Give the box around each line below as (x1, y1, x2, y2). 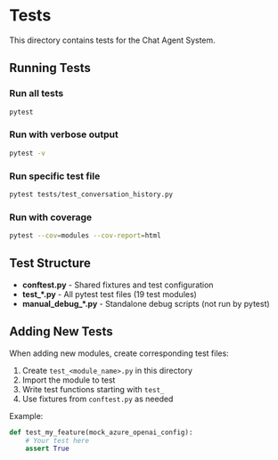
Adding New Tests (9, 324, 113, 339)
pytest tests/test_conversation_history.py (9, 190, 174, 198)
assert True (25, 444, 69, 454)
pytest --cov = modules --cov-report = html (9, 231, 162, 240)
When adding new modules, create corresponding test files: (9, 348, 229, 359)
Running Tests (9, 61, 91, 76)
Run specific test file (9, 170, 101, 182)
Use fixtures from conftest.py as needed (21, 393, 174, 404)
